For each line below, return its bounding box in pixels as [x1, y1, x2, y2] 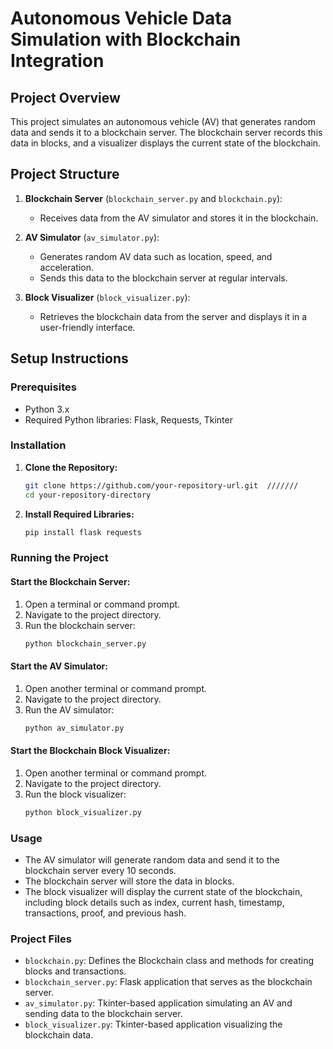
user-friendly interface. [39, 321, 136, 333]
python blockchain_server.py [24, 638, 147, 649]
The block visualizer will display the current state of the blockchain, [24, 885, 303, 897]
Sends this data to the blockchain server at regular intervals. [39, 272, 288, 284]
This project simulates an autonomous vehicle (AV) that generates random [10, 116, 317, 127]
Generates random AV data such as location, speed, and [39, 250, 273, 262]
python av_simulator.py [24, 723, 125, 733]
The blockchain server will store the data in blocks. [24, 875, 235, 887]
